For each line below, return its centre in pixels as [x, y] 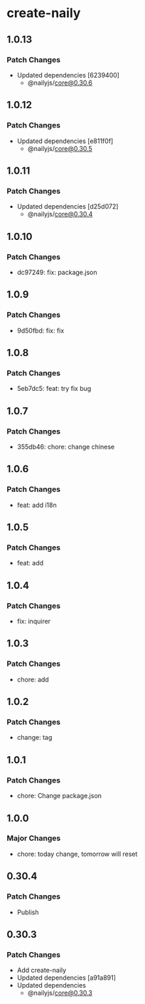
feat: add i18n [37, 505]
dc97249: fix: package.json [57, 272]
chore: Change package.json [59, 796]
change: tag [34, 738]
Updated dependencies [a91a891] [66, 978]
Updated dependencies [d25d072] [68, 206]
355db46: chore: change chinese [66, 447]
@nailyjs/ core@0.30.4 [60, 214]
